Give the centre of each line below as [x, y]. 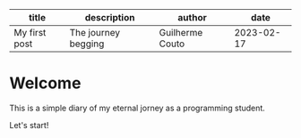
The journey [95, 32]
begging [87, 44]
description [110, 17]
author [193, 17]
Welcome [45, 83]
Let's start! [29, 125]
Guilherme [181, 32]
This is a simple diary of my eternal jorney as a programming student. [138, 108]
